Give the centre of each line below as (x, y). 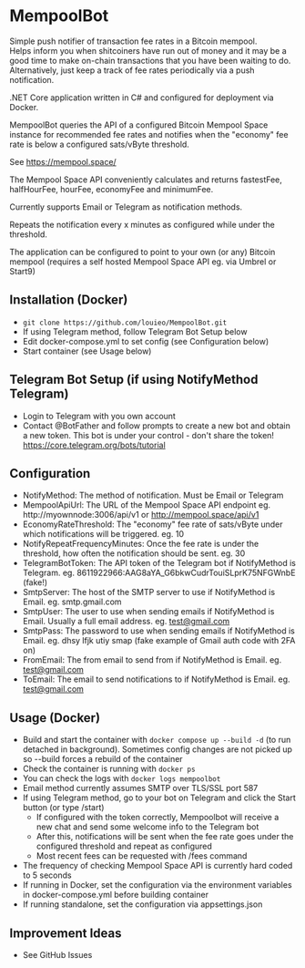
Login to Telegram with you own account (99, 416)
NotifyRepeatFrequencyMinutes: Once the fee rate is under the (141, 544)
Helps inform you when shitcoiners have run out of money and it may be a (148, 50)
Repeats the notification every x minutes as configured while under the (142, 224)
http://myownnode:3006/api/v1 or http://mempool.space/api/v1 (141, 515)
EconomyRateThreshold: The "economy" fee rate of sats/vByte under (153, 524)
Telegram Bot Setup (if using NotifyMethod (134, 380)
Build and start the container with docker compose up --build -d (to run (157, 740)
